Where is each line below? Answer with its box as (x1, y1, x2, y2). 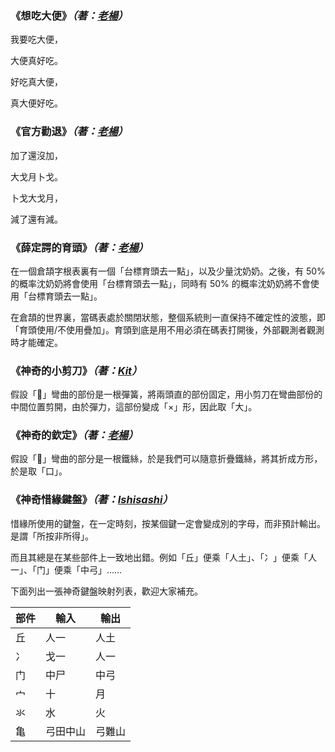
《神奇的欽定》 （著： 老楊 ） (10, 428, 139, 442)
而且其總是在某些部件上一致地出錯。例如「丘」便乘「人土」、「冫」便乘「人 (10, 551, 317, 563)
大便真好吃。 (10, 55, 63, 67)
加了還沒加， (10, 149, 63, 161)
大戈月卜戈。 (10, 170, 63, 182)
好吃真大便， (10, 76, 63, 88)
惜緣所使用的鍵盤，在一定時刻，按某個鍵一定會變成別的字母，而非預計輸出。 (10, 517, 326, 529)
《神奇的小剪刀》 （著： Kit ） (10, 363, 143, 377)
